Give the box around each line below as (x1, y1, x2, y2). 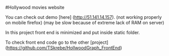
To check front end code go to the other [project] (5, 39, 108, 45)
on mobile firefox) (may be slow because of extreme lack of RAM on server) (5, 20, 164, 25)
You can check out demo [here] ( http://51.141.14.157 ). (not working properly (5, 14, 162, 20)
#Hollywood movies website (5, 5, 65, 10)
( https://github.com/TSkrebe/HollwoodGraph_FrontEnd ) (5, 45, 122, 50)
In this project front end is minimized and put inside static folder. (5, 30, 140, 35)
